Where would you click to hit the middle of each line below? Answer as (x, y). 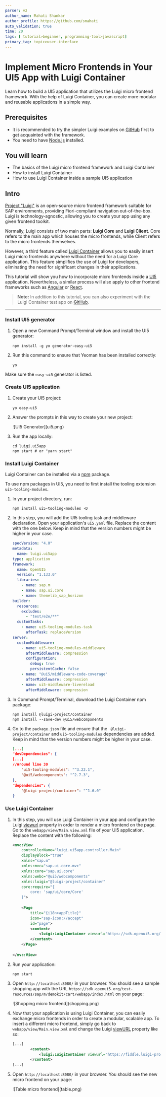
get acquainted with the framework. (49, 135)
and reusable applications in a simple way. (48, 102)
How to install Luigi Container (42, 173)
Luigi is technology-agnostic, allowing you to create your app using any (78, 216)
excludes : (31, 611)
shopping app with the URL (40, 988)
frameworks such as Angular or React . (44, 287)
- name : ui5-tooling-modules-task (57, 627)
